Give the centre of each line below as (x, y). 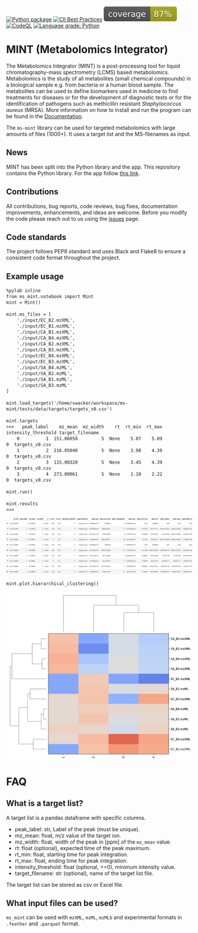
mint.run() (20, 492)
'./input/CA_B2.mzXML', (46, 344)
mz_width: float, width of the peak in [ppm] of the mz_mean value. (93, 842)
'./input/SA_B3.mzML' (43, 385)
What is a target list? (45, 804)
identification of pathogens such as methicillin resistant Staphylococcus (94, 104)
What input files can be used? (62, 903)
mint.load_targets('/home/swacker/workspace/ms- (67, 403)
